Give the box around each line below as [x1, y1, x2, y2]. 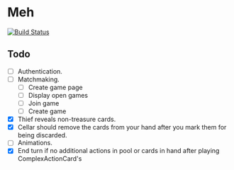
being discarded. [17, 131, 67, 140]
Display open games [28, 91, 89, 99]
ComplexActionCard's [17, 154, 82, 163]
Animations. [17, 139, 53, 147]
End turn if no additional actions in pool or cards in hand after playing [17, 147, 220, 155]
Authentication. [17, 67, 62, 75]
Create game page [28, 83, 83, 91]
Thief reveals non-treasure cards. [17, 115, 116, 124]
